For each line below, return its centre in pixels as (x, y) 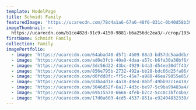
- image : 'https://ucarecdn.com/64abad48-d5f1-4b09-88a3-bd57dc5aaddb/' (101, 55)
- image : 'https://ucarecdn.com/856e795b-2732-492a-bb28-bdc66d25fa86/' (101, 71)
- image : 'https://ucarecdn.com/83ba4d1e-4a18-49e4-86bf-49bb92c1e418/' (101, 82)
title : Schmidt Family (34, 17)
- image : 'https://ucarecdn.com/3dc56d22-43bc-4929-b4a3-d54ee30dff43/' (101, 65)
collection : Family (30, 44)
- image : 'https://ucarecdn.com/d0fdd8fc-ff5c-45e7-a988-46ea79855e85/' (101, 76)
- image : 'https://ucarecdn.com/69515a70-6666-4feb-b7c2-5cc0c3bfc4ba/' (101, 93)
